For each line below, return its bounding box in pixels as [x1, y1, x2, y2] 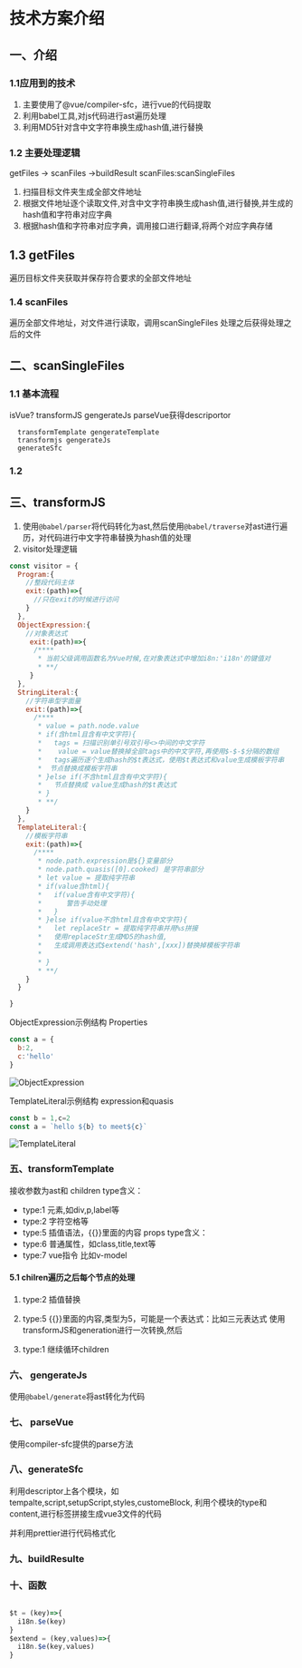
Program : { [17, 570, 54, 579]
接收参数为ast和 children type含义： [9, 1185, 144, 1195]
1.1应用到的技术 [9, 76, 76, 89]
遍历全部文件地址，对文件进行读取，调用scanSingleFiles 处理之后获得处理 [9, 317, 284, 328]
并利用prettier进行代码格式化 [9, 1527, 116, 1538]
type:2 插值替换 [22, 1293, 81, 1304]
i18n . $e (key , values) [17, 1643, 95, 1652]
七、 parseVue [9, 1416, 74, 1429]
